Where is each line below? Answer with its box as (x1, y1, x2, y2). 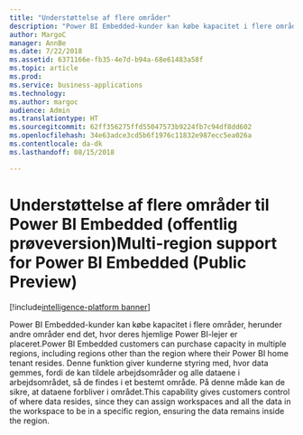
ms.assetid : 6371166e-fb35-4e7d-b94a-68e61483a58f (9, 55, 204, 64)
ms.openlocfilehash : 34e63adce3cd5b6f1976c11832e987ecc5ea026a (9, 131, 252, 140)
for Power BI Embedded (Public (9, 252, 247, 272)
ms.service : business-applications (9, 80, 143, 90)
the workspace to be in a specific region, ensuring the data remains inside (9, 405, 285, 416)
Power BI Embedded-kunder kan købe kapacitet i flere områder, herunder (9, 318, 282, 330)
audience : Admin (9, 106, 70, 115)
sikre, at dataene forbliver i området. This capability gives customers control (9, 386, 290, 397)
